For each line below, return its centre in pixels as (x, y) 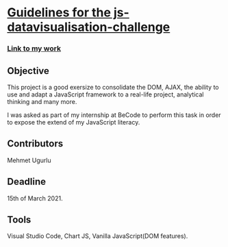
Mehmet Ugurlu (29, 160)
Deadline (27, 182)
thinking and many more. (42, 101)
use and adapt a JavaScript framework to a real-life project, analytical (105, 94)
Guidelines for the (59, 13)
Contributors (35, 144)
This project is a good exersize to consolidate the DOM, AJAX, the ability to (113, 87)
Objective (28, 71)
